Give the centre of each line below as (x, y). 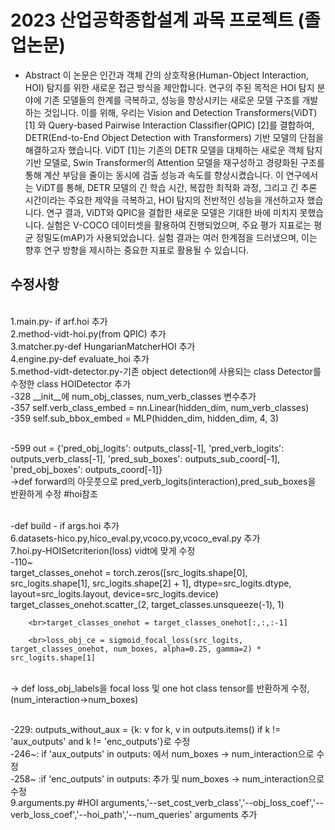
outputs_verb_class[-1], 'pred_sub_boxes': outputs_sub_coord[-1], (145, 458)
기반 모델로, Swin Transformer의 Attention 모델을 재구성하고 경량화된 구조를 (174, 162)
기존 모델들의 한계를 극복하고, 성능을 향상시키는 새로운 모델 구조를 (171, 100)
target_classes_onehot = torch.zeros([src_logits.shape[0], (129, 572)
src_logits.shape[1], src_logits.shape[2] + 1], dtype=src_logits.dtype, (151, 583)
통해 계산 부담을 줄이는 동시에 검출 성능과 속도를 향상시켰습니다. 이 (154, 175)
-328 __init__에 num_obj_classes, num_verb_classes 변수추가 (133, 396)
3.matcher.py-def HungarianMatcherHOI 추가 (103, 346)
